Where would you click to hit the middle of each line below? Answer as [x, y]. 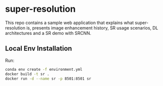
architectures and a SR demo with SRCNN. [48, 33]
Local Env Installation [39, 48]
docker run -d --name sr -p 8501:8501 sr [48, 79]
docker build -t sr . [27, 74]
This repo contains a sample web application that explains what [69, 23]
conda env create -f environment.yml [44, 69]
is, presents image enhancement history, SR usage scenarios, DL [92, 28]
